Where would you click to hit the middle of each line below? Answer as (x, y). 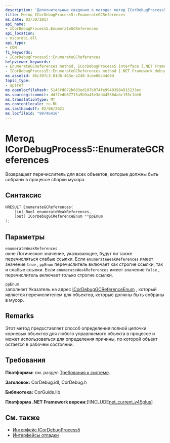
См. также (23, 417)
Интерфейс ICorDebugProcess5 (46, 430)
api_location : (20, 33)
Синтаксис (23, 195)
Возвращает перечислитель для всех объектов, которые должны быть (82, 174)
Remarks (20, 316)
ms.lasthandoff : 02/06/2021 (35, 109)
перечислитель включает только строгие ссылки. (59, 275)
